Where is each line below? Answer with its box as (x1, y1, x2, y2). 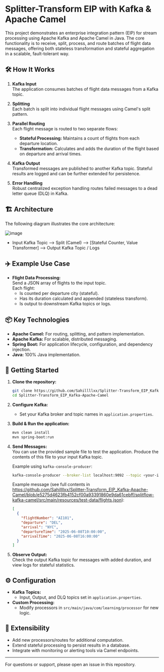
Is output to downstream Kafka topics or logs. (19, 301, 111, 307)
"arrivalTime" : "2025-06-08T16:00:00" (21, 534, 100, 539)
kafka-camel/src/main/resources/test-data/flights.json (12, 497, 122, 503)
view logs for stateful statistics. (12, 562, 75, 568)
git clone (12, 388, 33, 393)
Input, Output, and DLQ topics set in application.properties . (19, 594, 143, 600)
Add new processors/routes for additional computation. (12, 637, 124, 643)
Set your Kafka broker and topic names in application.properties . (19, 411, 154, 417)
